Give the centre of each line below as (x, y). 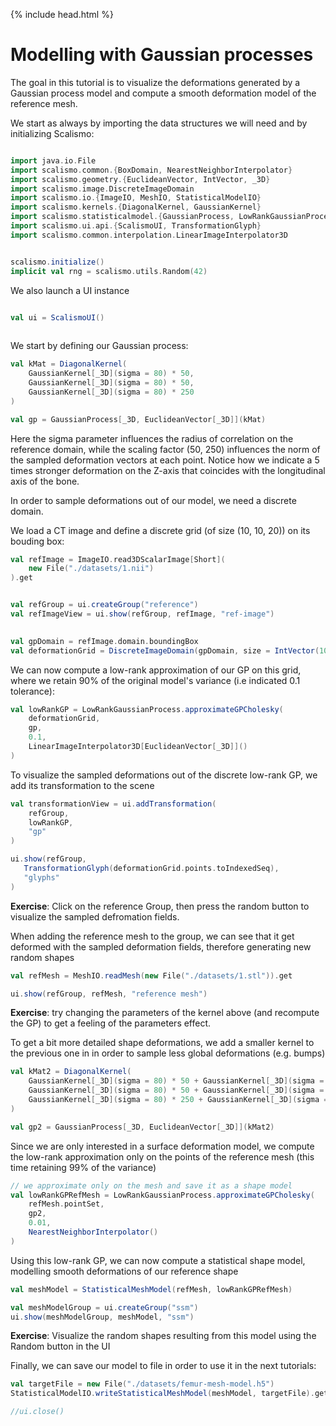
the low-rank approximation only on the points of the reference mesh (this (162, 1156)
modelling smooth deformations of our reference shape (124, 1271)
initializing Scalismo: (52, 133)
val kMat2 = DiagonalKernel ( (71, 1072)
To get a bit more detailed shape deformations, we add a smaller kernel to (162, 1043)
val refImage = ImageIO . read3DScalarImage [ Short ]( (118, 559)
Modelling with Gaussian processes (162, 55)
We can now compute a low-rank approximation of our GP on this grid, (156, 670)
